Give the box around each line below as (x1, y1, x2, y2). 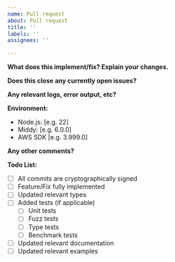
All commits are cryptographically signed (17, 174, 137, 183)
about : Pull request (7, 17, 69, 24)
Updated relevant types (17, 190, 87, 199)
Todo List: (7, 161, 38, 169)
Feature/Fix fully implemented (17, 182, 105, 191)
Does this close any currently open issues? (7, 76, 137, 85)
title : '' (7, 23, 37, 31)
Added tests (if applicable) (17, 199, 96, 207)
